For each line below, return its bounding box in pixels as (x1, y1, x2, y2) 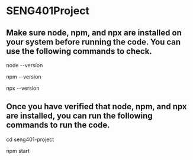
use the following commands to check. (6, 46, 152, 56)
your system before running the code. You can (6, 37, 181, 47)
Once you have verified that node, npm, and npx (6, 102, 187, 112)
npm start (6, 147, 30, 154)
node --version (6, 62, 43, 68)
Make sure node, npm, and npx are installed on (6, 28, 182, 38)
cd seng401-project (6, 136, 54, 143)
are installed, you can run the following (6, 111, 153, 121)
